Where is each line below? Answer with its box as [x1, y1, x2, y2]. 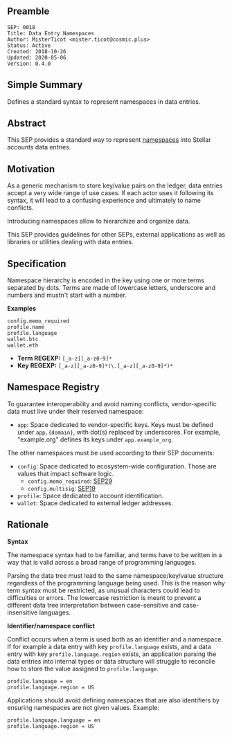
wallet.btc [7, 336, 39, 343]
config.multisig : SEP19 [27, 484, 96, 492]
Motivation [7, 163, 55, 175]
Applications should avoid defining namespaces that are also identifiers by [7, 695, 220, 704]
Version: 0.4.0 [7, 60, 51, 67]
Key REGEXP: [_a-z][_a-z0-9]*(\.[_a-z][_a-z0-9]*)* [17, 361, 173, 370]
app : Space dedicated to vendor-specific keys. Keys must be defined [17, 420, 213, 428]
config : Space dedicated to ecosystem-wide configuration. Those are [17, 462, 217, 470]
